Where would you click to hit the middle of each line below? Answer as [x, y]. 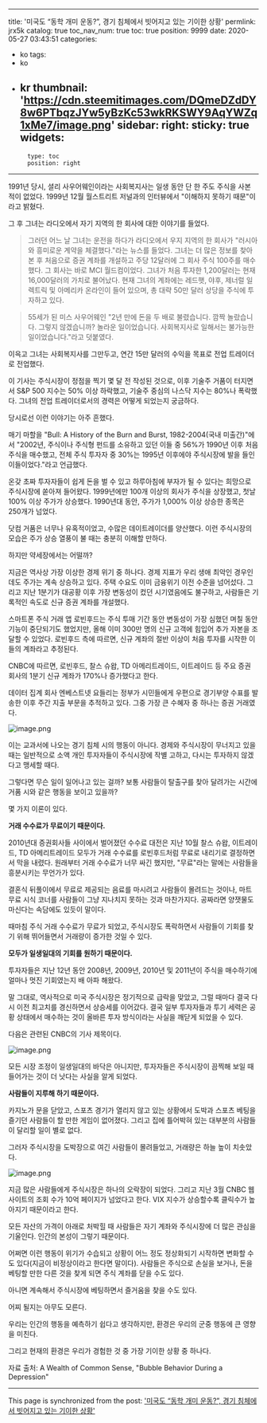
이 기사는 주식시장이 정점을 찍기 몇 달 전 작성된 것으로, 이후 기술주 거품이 [120, 380]
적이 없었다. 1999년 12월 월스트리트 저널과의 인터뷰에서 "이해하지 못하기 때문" [129, 196]
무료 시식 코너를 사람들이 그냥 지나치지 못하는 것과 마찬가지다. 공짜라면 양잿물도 [131, 899]
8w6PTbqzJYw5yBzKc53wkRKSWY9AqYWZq [139, 113]
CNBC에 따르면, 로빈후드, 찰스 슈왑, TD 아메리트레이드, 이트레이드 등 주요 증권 [130, 666]
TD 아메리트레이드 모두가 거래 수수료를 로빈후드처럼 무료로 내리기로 [123, 852]
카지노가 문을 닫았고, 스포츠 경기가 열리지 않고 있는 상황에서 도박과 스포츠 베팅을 [132, 1110]
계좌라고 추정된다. [50, 649]
